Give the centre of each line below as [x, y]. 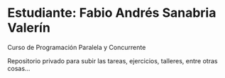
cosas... [19, 68]
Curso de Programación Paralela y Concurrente [77, 47]
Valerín [29, 28]
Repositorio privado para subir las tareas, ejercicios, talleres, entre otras [112, 60]
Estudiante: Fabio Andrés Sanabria [112, 13]
